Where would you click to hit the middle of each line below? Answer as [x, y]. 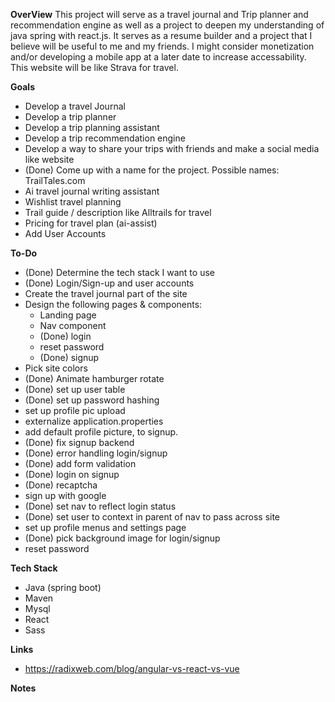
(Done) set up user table [75, 389]
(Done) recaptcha [61, 485]
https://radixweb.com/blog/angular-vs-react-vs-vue [132, 668]
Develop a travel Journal [75, 106]
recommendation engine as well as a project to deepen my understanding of [167, 25]
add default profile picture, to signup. [101, 432]
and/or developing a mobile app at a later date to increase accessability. [158, 57]
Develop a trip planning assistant [92, 127]
